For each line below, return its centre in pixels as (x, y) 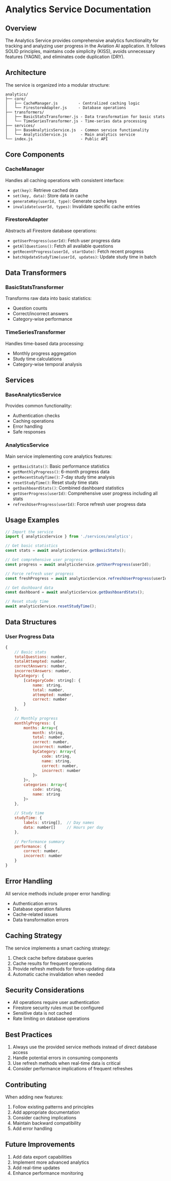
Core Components (35, 155)
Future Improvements (40, 1145)
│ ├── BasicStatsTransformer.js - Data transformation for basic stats (85, 117)
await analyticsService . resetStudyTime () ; (51, 606)
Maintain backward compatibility (47, 1123)
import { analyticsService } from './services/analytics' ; (69, 536)
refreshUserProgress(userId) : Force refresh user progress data (79, 504)
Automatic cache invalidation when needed (58, 974)
